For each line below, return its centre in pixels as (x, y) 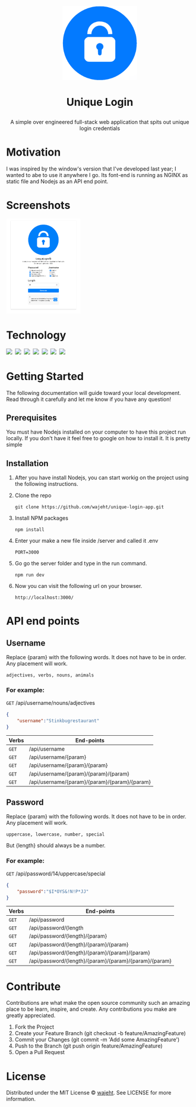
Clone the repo (33, 495)
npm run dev (29, 575)
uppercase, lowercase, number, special (56, 834)
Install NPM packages (41, 518)
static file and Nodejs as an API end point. (57, 182)
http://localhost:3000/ (44, 598)
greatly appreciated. (31, 1016)
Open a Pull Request (40, 1052)
